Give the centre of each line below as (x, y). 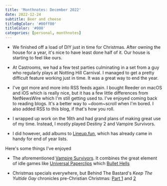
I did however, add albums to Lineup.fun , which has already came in (82, 133)
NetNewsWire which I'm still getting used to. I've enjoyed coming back (85, 98)
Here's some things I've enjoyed (38, 148)
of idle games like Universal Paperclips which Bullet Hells (71, 163)
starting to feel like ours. (37, 58)
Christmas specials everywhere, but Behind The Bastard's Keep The (83, 173)
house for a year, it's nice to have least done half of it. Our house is (81, 52)
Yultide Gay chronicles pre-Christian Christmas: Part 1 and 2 (74, 178)
